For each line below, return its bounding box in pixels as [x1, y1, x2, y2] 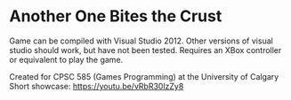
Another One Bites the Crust [9, 6, 222, 27]
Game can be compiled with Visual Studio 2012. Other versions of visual [9, 35, 273, 46]
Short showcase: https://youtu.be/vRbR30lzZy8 [9, 81, 184, 91]
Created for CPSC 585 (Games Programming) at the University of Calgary [9, 71, 279, 81]
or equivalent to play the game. [9, 54, 124, 65]
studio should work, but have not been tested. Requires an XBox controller [9, 44, 282, 55]
